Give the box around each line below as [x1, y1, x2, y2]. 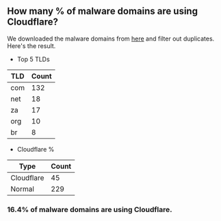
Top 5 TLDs [16, 55, 50, 63]
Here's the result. [7, 41, 56, 50]
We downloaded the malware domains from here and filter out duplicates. [7, 34, 215, 43]
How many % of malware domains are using [7, 5, 198, 17]
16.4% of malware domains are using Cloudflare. [7, 205, 172, 214]
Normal [10, 184, 34, 194]
